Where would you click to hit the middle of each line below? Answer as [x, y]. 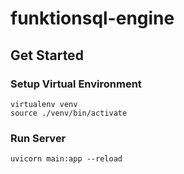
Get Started [47, 55]
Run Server [38, 138]
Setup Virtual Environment [76, 84]
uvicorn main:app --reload [66, 159]
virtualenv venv [44, 104]
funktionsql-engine [92, 18]
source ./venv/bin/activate [69, 113]
